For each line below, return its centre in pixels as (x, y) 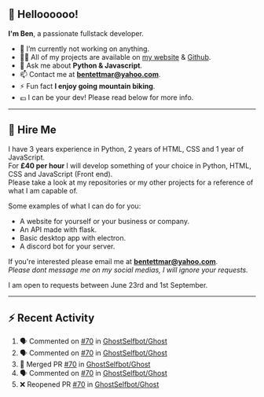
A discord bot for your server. (67, 246)
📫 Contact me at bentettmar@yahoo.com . (90, 74)
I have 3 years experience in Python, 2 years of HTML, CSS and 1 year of (126, 149)
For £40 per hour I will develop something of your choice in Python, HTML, (130, 165)
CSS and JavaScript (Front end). (60, 174)
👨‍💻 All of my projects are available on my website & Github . (115, 57)
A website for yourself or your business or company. (104, 221)
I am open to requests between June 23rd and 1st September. (108, 285)
